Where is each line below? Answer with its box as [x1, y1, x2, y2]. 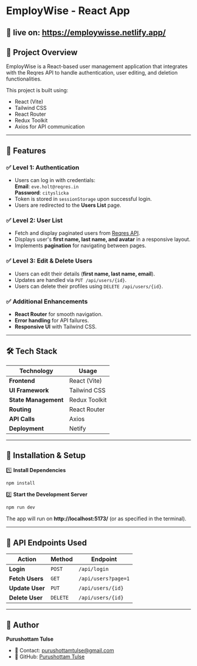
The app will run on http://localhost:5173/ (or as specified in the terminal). [6, 515, 186, 522]
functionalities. [6, 75, 42, 83]
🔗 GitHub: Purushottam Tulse [14, 653, 85, 660]
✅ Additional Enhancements [6, 297, 88, 305]
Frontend [9, 376, 35, 385]
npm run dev [6, 504, 35, 510]
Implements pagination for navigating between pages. [14, 242, 147, 249]
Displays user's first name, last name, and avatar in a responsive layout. [14, 236, 191, 243]
